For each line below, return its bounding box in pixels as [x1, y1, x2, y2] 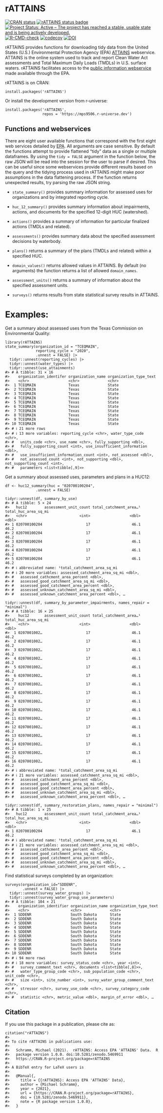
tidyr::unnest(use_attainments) [9, 365, 76, 370]
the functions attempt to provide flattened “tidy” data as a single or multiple [5, 148, 157, 154]
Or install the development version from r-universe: [5, 97, 108, 103]
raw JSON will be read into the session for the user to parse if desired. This [5, 159, 156, 165]
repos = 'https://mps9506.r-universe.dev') [42, 111, 132, 117]
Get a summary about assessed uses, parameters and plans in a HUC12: [5, 474, 150, 480]
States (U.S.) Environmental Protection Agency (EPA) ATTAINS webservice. [5, 49, 156, 55]
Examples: [5, 309, 49, 320]
